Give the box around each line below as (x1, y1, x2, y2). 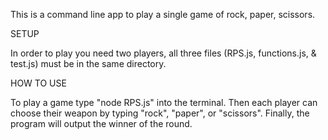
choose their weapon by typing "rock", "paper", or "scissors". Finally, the (10, 107, 310, 119)
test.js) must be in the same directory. (10, 58, 167, 69)
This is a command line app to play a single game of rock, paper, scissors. (10, 9, 316, 20)
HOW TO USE (10, 77, 67, 89)
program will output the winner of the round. (10, 118, 193, 129)
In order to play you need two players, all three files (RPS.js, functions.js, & (10, 47, 317, 59)
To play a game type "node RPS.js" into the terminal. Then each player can (10, 97, 318, 108)
